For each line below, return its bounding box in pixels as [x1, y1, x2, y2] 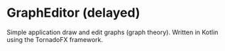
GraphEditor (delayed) [6, 5, 141, 21]
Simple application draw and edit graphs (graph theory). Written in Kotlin [6, 28, 219, 36]
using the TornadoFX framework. [6, 35, 104, 43]
